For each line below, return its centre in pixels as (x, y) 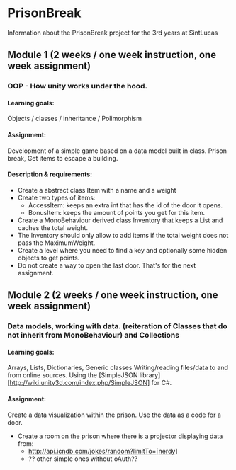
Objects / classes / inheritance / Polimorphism (74, 119)
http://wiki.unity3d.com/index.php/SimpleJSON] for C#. (91, 383)
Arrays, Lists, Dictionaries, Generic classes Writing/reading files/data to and (118, 368)
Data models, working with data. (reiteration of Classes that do (118, 326)
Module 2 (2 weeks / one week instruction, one (113, 295)
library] (150, 375)
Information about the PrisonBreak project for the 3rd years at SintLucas (113, 33)
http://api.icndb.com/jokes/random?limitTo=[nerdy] (103, 451)
